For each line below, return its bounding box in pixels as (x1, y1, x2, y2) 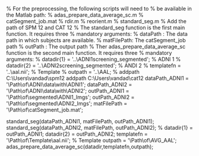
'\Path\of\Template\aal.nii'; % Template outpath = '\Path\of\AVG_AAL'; (6, 137, 177, 143)
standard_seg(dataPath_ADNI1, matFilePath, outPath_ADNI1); (6, 118, 154, 124)
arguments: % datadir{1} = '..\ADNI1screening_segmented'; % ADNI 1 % (6, 56, 181, 63)
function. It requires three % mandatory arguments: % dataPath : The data (6, 30, 188, 38)
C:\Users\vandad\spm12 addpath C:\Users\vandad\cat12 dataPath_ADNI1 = (6, 74, 189, 82)
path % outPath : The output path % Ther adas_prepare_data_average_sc (6, 43, 186, 50)
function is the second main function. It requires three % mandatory (6, 49, 172, 56)
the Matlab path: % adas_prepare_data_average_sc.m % (6, 11, 144, 18)
